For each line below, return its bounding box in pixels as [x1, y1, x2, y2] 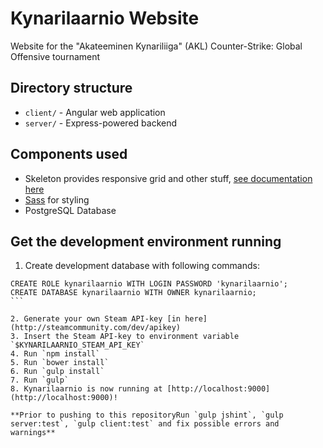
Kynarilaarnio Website [10, 7, 200, 30]
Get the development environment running [10, 233, 282, 250]
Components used [10, 146, 128, 163]
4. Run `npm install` [10, 349, 101, 359]
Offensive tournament [10, 50, 101, 62]
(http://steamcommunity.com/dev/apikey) [10, 323, 182, 333]
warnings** [10, 428, 56, 438]
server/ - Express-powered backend [24, 117, 178, 129]
